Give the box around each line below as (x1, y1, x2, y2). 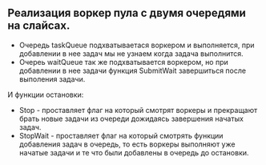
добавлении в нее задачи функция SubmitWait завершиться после (18, 66, 246, 75)
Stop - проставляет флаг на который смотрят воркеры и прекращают (18, 105, 258, 115)
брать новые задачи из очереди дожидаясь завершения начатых (18, 114, 244, 123)
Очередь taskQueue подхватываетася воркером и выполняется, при (18, 40, 255, 50)
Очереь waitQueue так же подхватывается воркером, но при (18, 57, 229, 66)
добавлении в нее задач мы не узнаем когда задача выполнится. (18, 48, 244, 58)
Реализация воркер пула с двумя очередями (7, 6, 246, 20)
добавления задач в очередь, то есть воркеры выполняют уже (18, 139, 236, 149)
